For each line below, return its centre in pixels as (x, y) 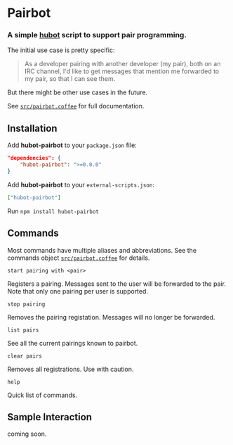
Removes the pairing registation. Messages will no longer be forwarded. (111, 317)
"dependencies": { (34, 158)
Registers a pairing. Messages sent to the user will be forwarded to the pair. (117, 284)
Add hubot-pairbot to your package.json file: (72, 145)
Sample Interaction (50, 417)
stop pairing (26, 304)
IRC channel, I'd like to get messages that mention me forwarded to (122, 71)
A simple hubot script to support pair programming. (97, 35)
